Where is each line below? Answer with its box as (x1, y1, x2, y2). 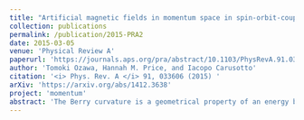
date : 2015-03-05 (9, 38, 75, 48)
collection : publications (9, 22, 107, 31)
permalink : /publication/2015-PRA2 (9, 30, 144, 39)
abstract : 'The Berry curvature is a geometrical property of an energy (9, 97, 290, 106)
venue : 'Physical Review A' (9, 47, 116, 56)
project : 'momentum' (9, 88, 88, 97)
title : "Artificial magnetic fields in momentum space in (9, 13, 233, 23)
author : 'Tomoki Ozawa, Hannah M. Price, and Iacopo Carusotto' (9, 64, 257, 73)
